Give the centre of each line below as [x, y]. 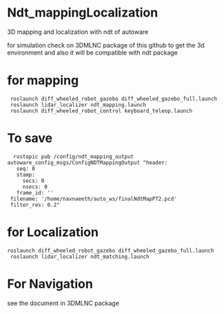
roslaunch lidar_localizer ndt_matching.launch [80, 257]
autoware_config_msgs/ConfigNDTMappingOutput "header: [88, 163]
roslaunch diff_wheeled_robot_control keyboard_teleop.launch [101, 111]
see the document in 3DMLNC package [63, 303]
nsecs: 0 [35, 187]
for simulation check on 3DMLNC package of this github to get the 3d [106, 45]
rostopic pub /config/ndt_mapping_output [74, 157]
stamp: [26, 175]
